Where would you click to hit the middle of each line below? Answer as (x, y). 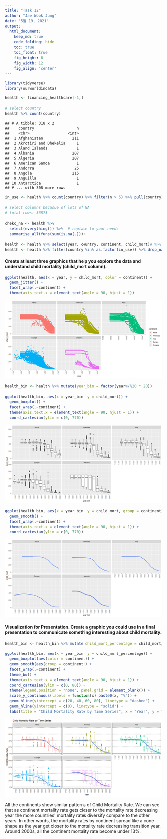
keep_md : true (29, 37)
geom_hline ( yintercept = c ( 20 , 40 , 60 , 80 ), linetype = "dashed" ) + (82, 701)
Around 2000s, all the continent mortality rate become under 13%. (73, 831)
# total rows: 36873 (27, 213)
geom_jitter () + (26, 283)
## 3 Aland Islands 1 (42, 148)
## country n (42, 128)
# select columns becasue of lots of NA (48, 208)
